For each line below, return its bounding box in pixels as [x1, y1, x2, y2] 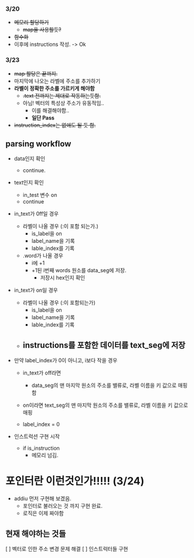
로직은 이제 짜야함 [22, 510, 64, 517]
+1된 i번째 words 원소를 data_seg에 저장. [31, 267, 127, 274]
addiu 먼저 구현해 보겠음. [13, 495, 72, 502]
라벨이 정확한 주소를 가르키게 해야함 [13, 85, 95, 92]
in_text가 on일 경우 [13, 287, 58, 294]
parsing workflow [5, 139, 72, 149]
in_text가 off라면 [22, 369, 62, 376]
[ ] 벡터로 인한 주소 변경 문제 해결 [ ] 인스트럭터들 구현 [5, 545, 128, 552]
